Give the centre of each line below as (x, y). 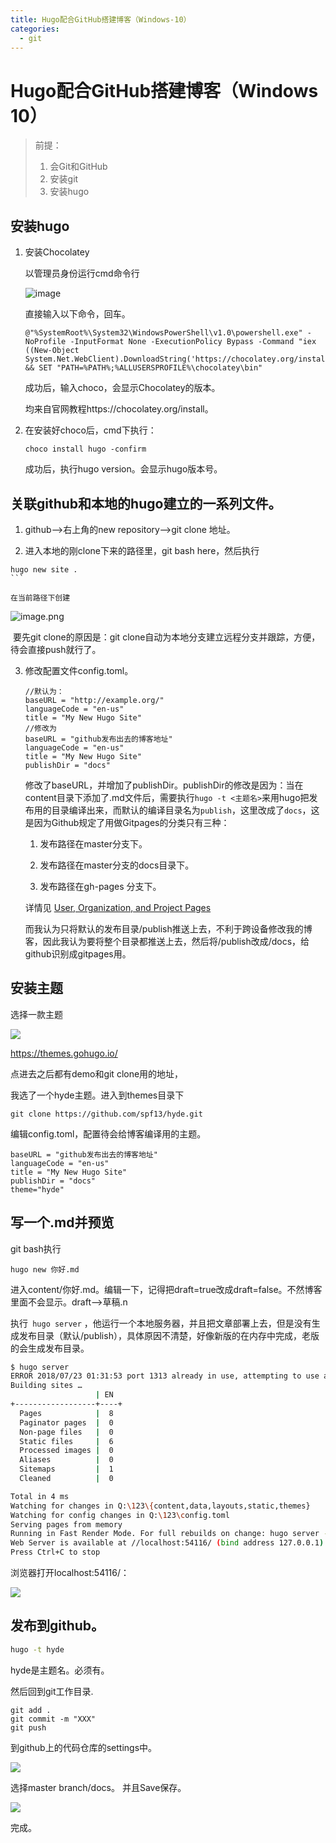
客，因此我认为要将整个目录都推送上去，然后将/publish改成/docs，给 (167, 941)
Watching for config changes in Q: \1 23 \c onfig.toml (120, 1515)
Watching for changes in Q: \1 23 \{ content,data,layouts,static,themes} (160, 1506)
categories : (35, 29)
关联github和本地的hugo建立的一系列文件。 (146, 503)
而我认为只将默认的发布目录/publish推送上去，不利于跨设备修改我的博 (168, 928)
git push (28, 1727)
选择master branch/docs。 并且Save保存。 (98, 1787)
